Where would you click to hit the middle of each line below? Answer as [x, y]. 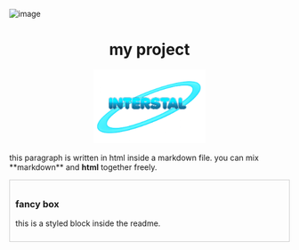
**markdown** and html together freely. [83, 167]
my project [149, 50]
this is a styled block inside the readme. [88, 223]
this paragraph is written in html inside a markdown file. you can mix [134, 158]
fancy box [37, 205]
